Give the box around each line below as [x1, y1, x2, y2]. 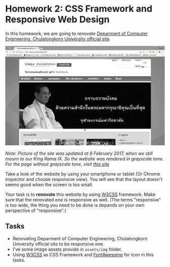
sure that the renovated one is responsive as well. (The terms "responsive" [5, 196, 161, 202]
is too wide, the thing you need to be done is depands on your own [5, 202, 145, 208]
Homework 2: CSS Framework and [5, 3, 153, 15]
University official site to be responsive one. [12, 241, 105, 247]
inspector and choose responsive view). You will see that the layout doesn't [5, 176, 163, 182]
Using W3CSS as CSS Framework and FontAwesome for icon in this [12, 251, 154, 257]
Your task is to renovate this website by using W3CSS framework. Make [5, 191, 156, 197]
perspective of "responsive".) [5, 207, 67, 213]
